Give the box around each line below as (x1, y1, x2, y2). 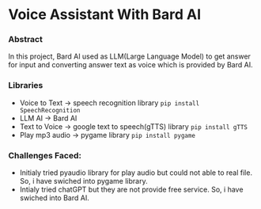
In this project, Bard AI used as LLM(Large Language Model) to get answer (8, 51, 252, 61)
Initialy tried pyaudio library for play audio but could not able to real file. (19, 168, 253, 177)
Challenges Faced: (8, 150, 81, 161)
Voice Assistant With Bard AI (8, 6, 202, 24)
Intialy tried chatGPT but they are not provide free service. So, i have (19, 184, 244, 195)
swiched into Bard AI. (19, 193, 89, 203)
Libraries (8, 80, 43, 91)
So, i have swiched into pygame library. (19, 177, 148, 186)
